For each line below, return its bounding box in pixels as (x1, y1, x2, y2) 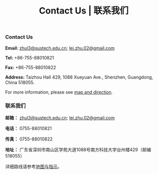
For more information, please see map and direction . (5, 89, 113, 95)
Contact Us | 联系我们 (39, 5, 129, 16)
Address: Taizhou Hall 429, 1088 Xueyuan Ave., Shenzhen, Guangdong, (5, 74, 154, 80)
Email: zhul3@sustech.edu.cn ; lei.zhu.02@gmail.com (5, 45, 115, 51)
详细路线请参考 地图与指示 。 (5, 163, 62, 169)
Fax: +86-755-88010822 (5, 64, 56, 70)
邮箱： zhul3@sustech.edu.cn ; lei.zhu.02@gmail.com (5, 114, 115, 120)
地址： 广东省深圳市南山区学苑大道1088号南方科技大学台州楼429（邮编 (5, 146, 152, 152)
